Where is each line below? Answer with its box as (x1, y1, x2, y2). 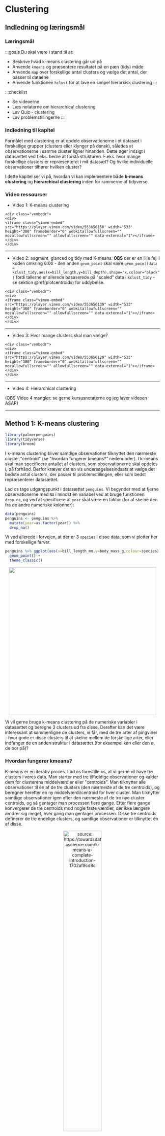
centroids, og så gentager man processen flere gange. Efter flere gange (5, 800, 151, 806)
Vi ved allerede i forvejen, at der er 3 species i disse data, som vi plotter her (5, 534, 158, 540)
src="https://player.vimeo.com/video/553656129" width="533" (5, 355, 133, 360)
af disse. (5, 821, 23, 827)
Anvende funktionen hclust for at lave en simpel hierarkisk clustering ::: (12, 79, 157, 85)
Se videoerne (12, 99, 40, 104)
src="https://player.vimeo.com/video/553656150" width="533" (5, 225, 133, 230)
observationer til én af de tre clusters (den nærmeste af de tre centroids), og (5, 785, 160, 791)
